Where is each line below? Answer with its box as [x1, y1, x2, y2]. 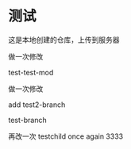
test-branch [8, 115, 47, 124]
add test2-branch [8, 100, 66, 109]
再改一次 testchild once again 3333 [8, 132, 124, 141]
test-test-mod [8, 67, 54, 77]
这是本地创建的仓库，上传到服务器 [8, 35, 120, 44]
